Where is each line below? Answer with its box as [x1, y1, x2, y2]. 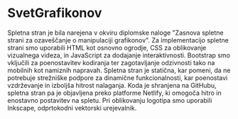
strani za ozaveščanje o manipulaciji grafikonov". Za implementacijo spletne [7, 35, 229, 44]
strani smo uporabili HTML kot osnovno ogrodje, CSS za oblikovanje [7, 43, 207, 52]
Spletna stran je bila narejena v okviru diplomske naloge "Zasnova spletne [7, 28, 224, 37]
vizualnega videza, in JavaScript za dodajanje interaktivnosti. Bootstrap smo [7, 51, 231, 59]
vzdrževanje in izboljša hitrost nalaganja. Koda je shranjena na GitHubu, [7, 81, 217, 89]
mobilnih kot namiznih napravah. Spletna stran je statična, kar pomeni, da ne [7, 66, 231, 74]
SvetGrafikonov [7, 5, 102, 21]
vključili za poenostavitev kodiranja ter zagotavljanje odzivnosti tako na [7, 58, 215, 67]
